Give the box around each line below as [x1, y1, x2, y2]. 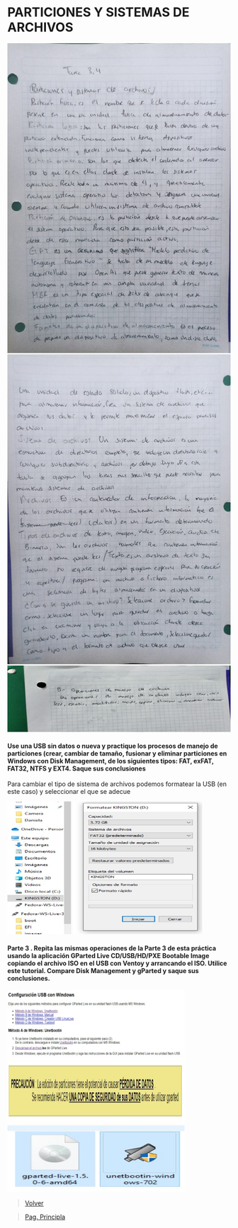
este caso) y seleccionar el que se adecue [7, 788, 131, 796]
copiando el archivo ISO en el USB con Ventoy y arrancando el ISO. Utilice [7, 959, 227, 967]
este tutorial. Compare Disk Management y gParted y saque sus [7, 966, 200, 974]
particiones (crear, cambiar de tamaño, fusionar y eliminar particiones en [7, 749, 227, 758]
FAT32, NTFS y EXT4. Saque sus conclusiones [7, 764, 147, 773]
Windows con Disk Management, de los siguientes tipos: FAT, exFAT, [7, 756, 214, 765]
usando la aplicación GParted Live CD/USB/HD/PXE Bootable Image [7, 951, 210, 960]
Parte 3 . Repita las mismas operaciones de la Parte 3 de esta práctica [7, 943, 217, 953]
